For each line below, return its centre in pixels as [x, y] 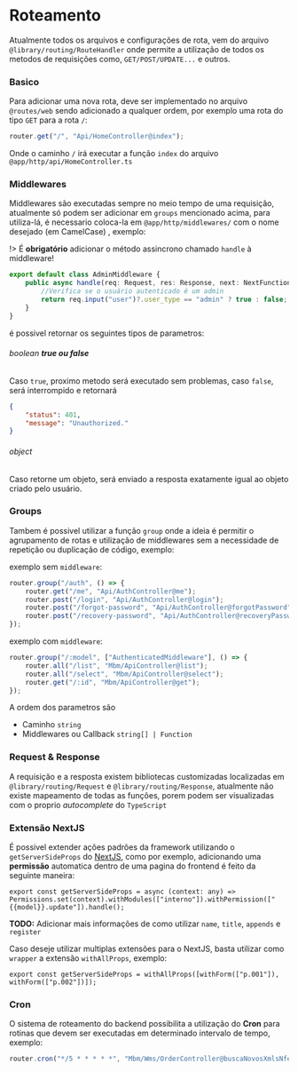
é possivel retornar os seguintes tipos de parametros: [107, 333]
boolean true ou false [49, 353]
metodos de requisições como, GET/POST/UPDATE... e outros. [120, 59]
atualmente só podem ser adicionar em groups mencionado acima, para [140, 213]
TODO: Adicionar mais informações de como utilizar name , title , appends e [145, 924]
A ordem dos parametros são [63, 708]
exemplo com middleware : [56, 641]
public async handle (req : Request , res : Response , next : [133, 283]
